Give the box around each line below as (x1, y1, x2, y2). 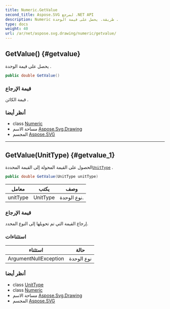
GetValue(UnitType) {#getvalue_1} (5, 150, 115, 160)
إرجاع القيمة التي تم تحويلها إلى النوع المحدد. (5, 221, 89, 227)
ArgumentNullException (8, 255, 64, 262)
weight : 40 (5, 26, 28, 31)
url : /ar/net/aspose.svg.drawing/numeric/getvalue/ (5, 31, 116, 36)
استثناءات (5, 234, 26, 241)
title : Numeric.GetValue (5, 7, 58, 13)
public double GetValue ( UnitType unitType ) (5, 174, 99, 179)
